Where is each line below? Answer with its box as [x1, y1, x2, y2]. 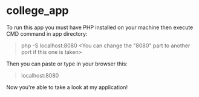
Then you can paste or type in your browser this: [6, 60, 128, 67]
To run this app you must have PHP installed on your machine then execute [6, 24, 194, 31]
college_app [6, 4, 69, 18]
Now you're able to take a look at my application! [6, 83, 128, 91]
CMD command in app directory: [6, 30, 88, 37]
